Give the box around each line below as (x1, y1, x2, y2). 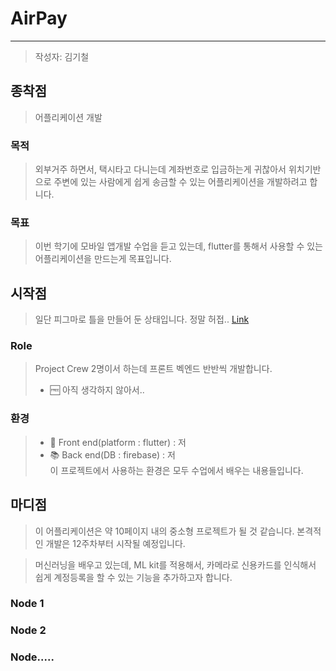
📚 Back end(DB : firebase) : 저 (49, 448, 176, 461)
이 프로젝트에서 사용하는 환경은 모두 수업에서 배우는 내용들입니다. (49, 464, 304, 476)
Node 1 (10, 597, 45, 611)
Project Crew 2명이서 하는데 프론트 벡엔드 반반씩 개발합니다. (34, 363, 273, 375)
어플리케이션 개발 (34, 111, 103, 123)
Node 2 (10, 623, 47, 637)
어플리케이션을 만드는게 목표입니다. (34, 253, 172, 265)
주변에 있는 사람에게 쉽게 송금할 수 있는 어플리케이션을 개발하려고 (53, 176, 308, 188)
